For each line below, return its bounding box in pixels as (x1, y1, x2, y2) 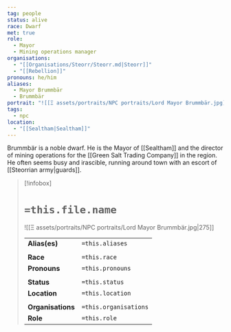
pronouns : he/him (7, 74, 57, 81)
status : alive (7, 16, 48, 23)
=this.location (81, 289, 131, 298)
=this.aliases (81, 240, 128, 247)
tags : (7, 106, 23, 113)
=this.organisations (81, 303, 149, 311)
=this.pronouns (81, 265, 131, 272)
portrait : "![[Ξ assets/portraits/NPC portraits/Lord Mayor (7, 100, 184, 107)
